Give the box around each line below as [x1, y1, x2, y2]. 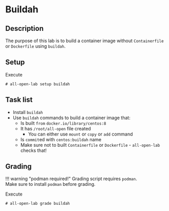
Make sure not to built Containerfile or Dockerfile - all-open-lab [20, 142, 160, 148]
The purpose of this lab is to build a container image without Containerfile [5, 37, 164, 44]
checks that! [20, 147, 47, 154]
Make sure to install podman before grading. [5, 181, 96, 187]
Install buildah [12, 109, 43, 115]
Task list [5, 95, 33, 104]
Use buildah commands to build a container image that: [12, 114, 131, 121]
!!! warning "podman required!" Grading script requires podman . [5, 176, 137, 182]
